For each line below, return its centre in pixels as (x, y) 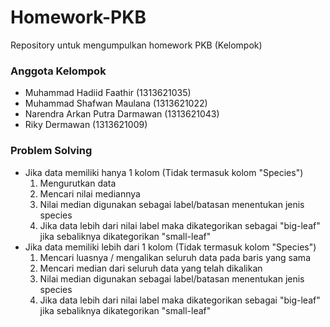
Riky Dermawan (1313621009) (86, 125)
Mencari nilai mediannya (90, 193)
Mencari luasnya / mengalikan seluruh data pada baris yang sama (175, 257)
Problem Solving (51, 151)
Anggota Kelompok (58, 71)
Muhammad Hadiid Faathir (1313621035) (108, 93)
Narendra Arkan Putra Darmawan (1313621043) (122, 114)
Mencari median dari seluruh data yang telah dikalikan (151, 268)
